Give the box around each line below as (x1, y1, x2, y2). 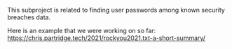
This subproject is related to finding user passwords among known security (7, 6, 226, 14)
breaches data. (7, 13, 51, 21)
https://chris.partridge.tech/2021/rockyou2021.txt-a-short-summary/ (7, 34, 205, 42)
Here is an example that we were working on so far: (7, 27, 156, 35)
